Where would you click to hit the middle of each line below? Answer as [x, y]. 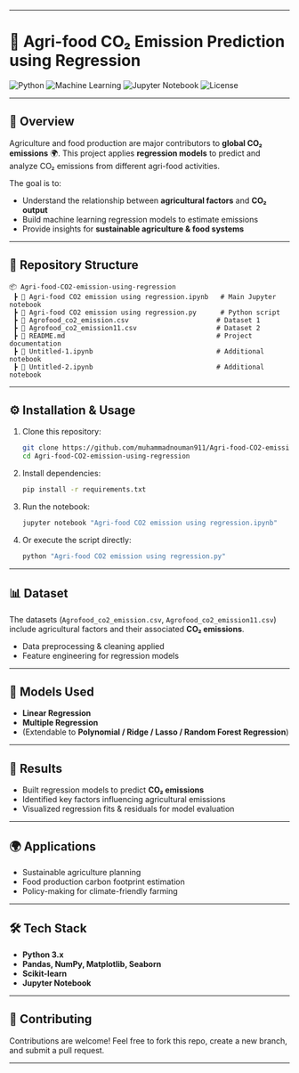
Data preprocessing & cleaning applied [93, 646]
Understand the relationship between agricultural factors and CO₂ [144, 200]
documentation [36, 344]
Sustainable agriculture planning [81, 872]
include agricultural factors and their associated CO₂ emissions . [127, 629]
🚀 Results [36, 768]
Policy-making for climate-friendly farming [100, 891]
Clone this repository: [61, 432]
